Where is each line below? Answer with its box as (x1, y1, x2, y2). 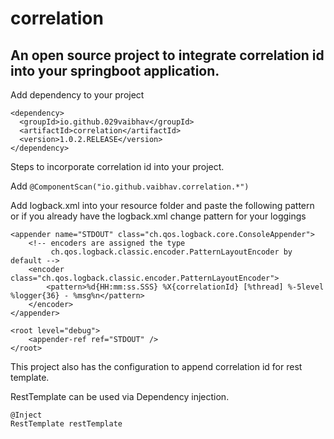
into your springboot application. (10, 62, 220, 79)
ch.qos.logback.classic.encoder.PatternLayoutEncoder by (50, 247, 293, 257)
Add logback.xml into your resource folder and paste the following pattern (10, 200, 315, 211)
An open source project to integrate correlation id (10, 47, 325, 64)
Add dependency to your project (10, 89, 145, 101)
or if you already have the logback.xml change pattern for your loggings (10, 210, 307, 222)
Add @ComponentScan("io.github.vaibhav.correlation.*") (10, 180, 250, 192)
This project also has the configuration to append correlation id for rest (10, 361, 303, 372)
